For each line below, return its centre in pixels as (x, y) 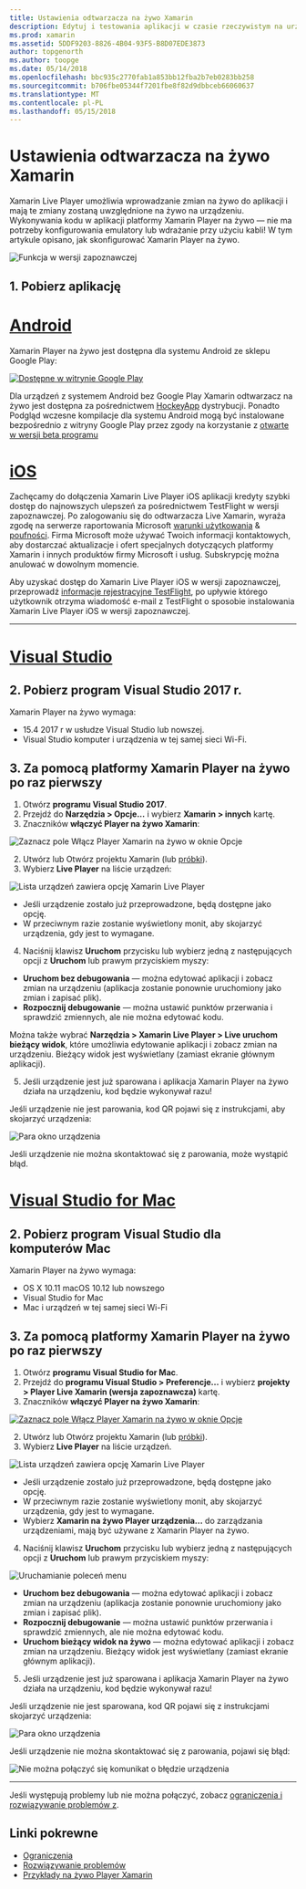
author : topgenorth (46, 52)
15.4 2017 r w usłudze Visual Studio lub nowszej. (113, 730)
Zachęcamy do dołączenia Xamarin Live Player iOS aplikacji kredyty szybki (150, 496)
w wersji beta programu (54, 434)
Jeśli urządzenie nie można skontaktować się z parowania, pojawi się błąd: (150, 1751)
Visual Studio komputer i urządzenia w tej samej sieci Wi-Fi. (135, 739)
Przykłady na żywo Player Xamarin (87, 1874)
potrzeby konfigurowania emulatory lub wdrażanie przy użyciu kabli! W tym (151, 230)
